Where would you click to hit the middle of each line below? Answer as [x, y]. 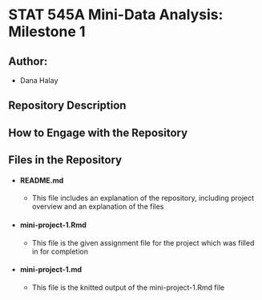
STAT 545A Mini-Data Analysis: [116, 15]
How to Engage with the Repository [98, 132]
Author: [28, 61]
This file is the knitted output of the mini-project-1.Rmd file [128, 287]
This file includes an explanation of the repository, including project [143, 198]
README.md [42, 180]
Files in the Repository [65, 160]
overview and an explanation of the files [98, 206]
